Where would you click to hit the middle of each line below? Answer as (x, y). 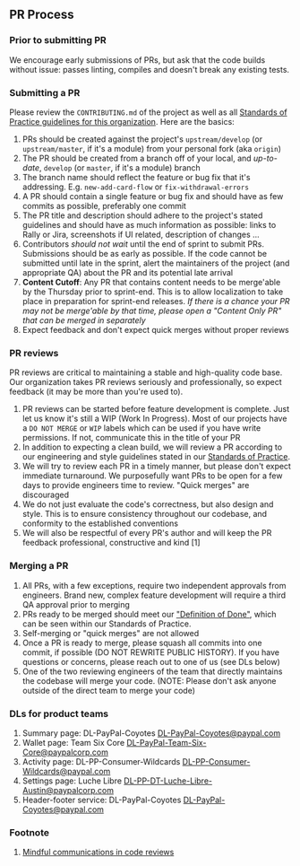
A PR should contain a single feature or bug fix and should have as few (153, 196)
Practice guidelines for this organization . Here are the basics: (122, 121)
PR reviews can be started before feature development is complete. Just (156, 409)
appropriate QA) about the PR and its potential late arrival (128, 272)
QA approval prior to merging (76, 604)
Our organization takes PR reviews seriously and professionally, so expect (146, 382)
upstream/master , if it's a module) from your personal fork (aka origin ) (152, 148)
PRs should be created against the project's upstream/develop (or (142, 139)
